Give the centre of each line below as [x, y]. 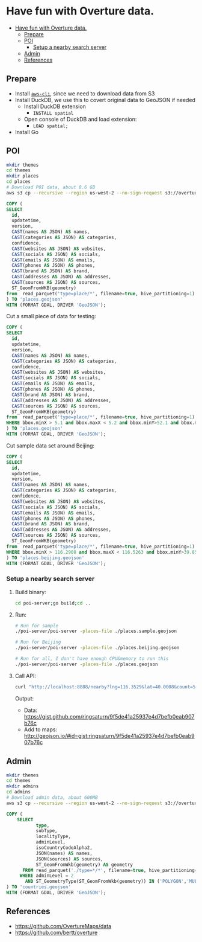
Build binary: [31, 592]
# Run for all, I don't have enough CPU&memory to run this [92, 659]
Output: [24, 698]
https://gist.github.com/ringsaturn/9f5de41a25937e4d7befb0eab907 [109, 716]
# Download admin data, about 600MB [52, 798]
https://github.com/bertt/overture [56, 932]
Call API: [25, 676]
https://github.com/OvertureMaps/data [63, 926]
